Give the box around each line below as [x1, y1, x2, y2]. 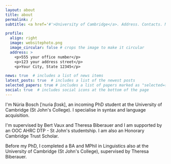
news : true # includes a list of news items [5, 73, 103, 78]
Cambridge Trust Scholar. [5, 133, 60, 139]
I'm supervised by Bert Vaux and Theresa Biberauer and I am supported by [5, 122, 162, 128]
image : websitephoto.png [10, 40, 63, 46]
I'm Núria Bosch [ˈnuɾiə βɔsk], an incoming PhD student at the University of [5, 101, 162, 107]
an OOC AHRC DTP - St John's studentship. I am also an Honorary [5, 127, 145, 133]
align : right [10, 36, 38, 41]
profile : [5, 31, 24, 36]
